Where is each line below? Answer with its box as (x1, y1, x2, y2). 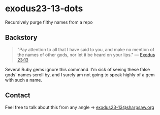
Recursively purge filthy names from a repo (5, 19, 93, 25)
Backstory (5, 33, 38, 42)
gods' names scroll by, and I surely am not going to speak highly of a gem (5, 72, 155, 78)
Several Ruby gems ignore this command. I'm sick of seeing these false (5, 66, 150, 72)
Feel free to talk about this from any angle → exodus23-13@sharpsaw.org (5, 104, 155, 110)
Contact (5, 91, 31, 100)
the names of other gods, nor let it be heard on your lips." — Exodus (17, 52, 155, 57)
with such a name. (5, 77, 42, 83)
